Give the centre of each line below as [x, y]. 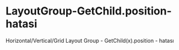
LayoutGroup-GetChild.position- [89, 11]
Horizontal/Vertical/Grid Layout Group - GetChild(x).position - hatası [90, 40]
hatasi [21, 24]
